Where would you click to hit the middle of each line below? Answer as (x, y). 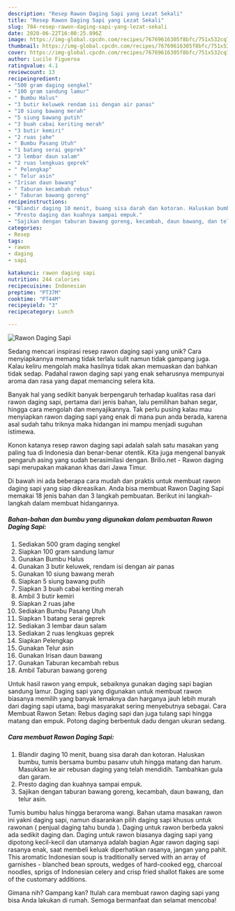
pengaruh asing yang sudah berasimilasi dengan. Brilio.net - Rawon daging (116, 460)
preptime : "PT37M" (35, 292)
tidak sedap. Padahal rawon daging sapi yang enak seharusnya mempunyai (116, 373)
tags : (16, 241)
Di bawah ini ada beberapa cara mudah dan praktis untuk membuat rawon (114, 481)
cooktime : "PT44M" (35, 299)
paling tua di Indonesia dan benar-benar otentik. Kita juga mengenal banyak (117, 452)
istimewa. (22, 431)
